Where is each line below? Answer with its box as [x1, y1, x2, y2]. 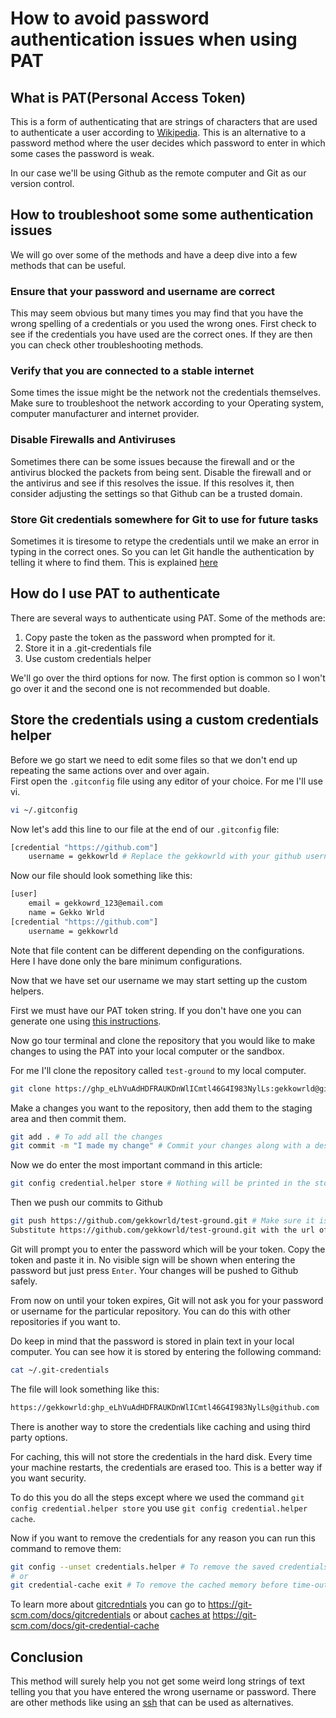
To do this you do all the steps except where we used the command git [10, 1491, 305, 1503]
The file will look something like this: [10, 1383, 160, 1395]
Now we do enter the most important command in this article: [10, 1159, 263, 1171]
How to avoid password [10, 7, 210, 30]
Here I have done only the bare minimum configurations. [10, 955, 243, 967]
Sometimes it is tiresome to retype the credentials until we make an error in [10, 535, 320, 547]
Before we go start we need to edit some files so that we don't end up [10, 753, 298, 766]
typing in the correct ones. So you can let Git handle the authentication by [10, 546, 315, 557]
